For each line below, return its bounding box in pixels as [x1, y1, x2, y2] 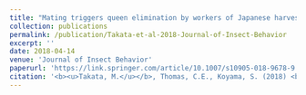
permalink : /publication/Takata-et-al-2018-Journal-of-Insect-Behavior [9, 30, 287, 39]
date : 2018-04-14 [9, 47, 76, 56]
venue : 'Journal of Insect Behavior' [9, 55, 153, 64]
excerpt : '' [9, 38, 55, 48]
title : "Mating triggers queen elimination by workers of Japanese [9, 13, 271, 23]
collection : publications [9, 22, 107, 31]
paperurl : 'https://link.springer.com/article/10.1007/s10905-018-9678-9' [9, 64, 300, 73]
